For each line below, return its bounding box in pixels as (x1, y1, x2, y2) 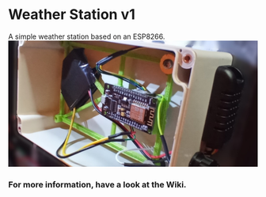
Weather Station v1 (8, 6, 136, 24)
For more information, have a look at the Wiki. (8, 180, 187, 191)
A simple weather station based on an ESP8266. (8, 32, 165, 41)
